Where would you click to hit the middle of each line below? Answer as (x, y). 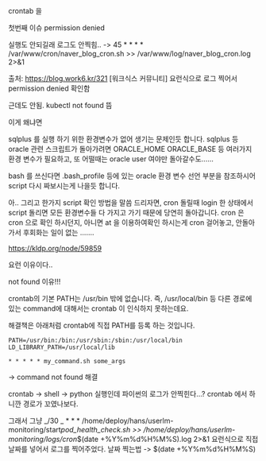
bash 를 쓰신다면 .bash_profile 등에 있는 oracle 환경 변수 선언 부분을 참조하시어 (132, 176)
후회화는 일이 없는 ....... (58, 232)
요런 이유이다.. (31, 265)
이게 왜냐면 (25, 122)
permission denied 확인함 (49, 88)
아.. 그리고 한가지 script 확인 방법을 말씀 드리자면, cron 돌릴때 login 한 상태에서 (131, 203)
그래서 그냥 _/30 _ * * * (44, 420)
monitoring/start (35, 430)
